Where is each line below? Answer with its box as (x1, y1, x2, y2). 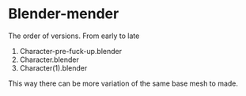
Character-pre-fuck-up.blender (19, 46, 123, 56)
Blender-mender (8, 5, 119, 23)
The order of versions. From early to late (8, 31, 140, 40)
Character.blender (19, 55, 79, 64)
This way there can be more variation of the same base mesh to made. (8, 79, 239, 88)
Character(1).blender (19, 63, 88, 72)
